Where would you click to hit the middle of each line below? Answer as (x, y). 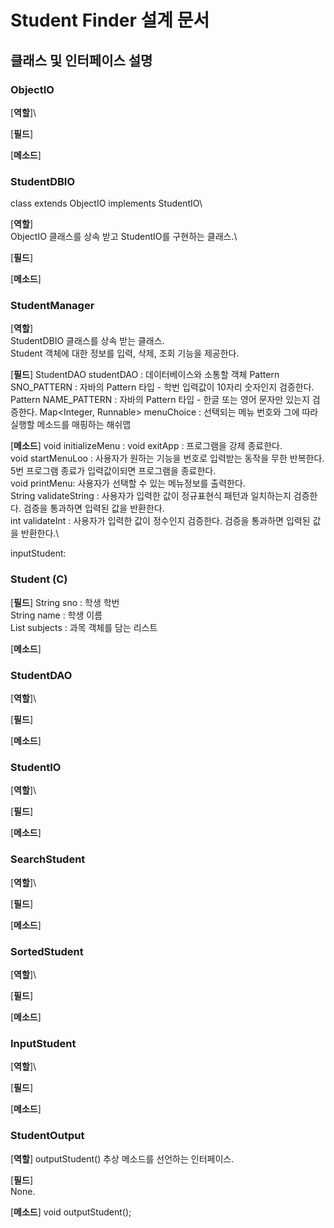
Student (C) (39, 579)
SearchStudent (48, 859)
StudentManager (52, 306)
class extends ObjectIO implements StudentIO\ (106, 203)
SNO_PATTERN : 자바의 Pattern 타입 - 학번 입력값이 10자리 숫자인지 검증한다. (162, 387)
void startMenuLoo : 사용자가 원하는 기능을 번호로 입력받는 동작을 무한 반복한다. (167, 458)
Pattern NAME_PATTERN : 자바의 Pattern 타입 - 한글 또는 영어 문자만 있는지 (160, 400)
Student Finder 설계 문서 (110, 20)
